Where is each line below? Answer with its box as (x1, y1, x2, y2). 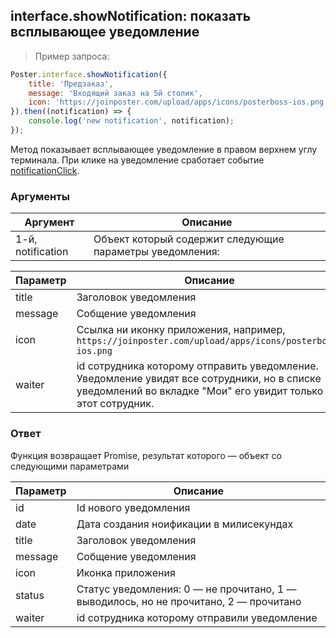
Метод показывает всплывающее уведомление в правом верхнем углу (10, 143, 318, 155)
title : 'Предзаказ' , (28, 79, 114, 89)
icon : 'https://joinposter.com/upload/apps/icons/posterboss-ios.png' (28, 97, 329, 108)
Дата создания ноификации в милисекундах (76, 517, 294, 531)
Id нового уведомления (76, 500, 191, 514)
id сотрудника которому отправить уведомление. (76, 359, 319, 373)
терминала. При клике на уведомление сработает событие (10, 154, 265, 166)
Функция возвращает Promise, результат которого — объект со (10, 449, 282, 461)
